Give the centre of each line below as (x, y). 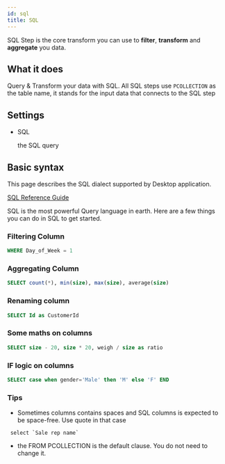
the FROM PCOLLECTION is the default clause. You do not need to (112, 446)
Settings (26, 115)
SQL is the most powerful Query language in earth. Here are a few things (111, 211)
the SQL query (38, 145)
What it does (35, 69)
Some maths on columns (50, 333)
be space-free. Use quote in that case (72, 420)
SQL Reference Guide (38, 197)
